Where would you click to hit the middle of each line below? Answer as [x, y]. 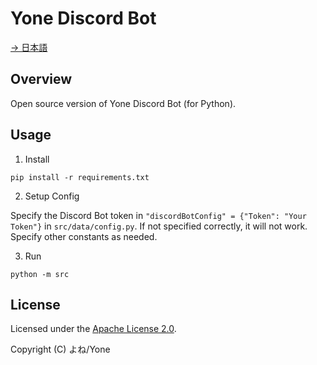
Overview [41, 79]
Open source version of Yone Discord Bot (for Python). [123, 103]
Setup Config [52, 196]
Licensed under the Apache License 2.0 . [93, 329]
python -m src [40, 274]
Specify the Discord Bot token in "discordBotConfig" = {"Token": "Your [158, 215]
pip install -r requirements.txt [80, 177]
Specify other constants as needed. [84, 236]
